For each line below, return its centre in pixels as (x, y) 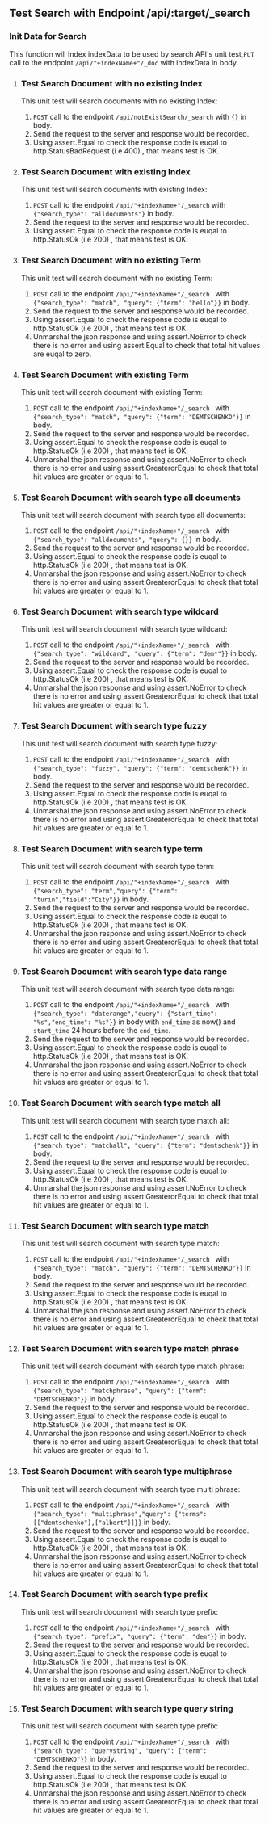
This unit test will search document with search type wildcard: (124, 629)
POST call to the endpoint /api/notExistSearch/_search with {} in (140, 116)
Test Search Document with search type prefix (114, 1594)
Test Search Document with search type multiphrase (126, 1472)
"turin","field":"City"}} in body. (90, 899)
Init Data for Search (48, 36)
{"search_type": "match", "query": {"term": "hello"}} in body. (141, 302)
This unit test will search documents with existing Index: (114, 190)
